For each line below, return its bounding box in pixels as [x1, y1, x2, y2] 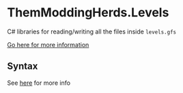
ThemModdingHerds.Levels [7, 5, 169, 21]
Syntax [7, 60, 38, 72]
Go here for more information [7, 40, 89, 49]
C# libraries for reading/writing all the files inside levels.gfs [7, 27, 176, 36]
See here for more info [7, 79, 70, 87]
